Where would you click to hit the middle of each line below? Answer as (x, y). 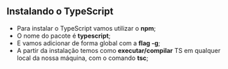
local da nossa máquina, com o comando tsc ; (82, 58)
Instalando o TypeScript (60, 11)
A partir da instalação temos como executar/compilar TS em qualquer (119, 50)
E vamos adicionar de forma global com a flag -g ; (88, 43)
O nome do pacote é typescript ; (63, 36)
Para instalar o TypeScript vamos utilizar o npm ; (86, 28)
